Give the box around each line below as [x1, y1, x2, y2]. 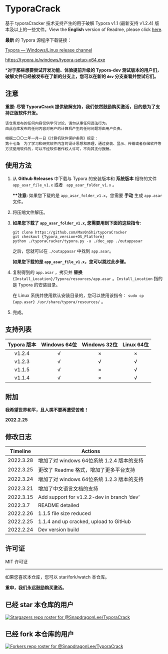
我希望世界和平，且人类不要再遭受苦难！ [5, 407, 88, 413]
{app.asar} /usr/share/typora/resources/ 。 [12, 298, 106, 304]
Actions [81, 448, 100, 454]
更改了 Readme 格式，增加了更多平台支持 [38, 466, 135, 473]
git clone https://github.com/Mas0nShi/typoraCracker [12, 229, 127, 235]
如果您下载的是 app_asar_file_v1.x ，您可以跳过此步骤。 [12, 258, 128, 264]
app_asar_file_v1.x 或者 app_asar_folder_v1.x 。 [12, 181, 117, 187]
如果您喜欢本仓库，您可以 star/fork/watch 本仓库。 [5, 573, 110, 580]
